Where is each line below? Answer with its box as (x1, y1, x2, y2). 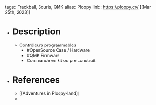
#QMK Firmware (26, 52, 60, 58)
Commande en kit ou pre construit (26, 58, 96, 63)
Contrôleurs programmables (19, 42, 77, 48)
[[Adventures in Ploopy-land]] (19, 90, 79, 96)
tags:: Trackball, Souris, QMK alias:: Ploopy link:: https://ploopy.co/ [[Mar (5, 4, 151, 10)
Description (12, 26, 61, 37)
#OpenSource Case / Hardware (26, 47, 90, 53)
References (12, 75, 60, 86)
